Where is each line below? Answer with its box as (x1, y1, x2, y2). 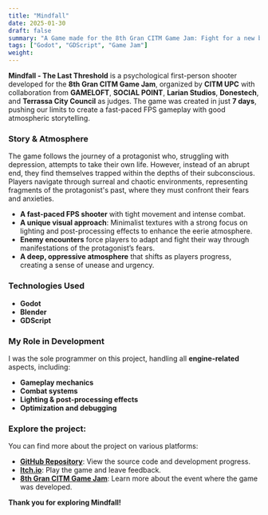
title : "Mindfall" (8, 11, 69, 20)
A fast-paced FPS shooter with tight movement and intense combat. (19, 210, 246, 219)
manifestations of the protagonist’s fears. (19, 243, 156, 253)
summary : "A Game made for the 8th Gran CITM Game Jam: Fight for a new (8, 34, 255, 42)
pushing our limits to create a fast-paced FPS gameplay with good (8, 105, 226, 114)
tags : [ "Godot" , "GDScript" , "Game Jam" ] (8, 42, 148, 50)
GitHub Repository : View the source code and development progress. (19, 457, 251, 466)
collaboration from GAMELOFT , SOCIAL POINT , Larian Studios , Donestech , (8, 88, 259, 97)
